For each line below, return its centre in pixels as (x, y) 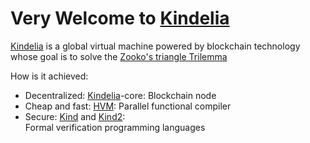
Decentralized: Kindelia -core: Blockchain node (120, 95)
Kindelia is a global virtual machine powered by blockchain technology (155, 46)
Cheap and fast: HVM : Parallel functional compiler (128, 106)
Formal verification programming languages (115, 127)
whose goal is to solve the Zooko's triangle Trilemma (119, 56)
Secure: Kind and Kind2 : (75, 116)
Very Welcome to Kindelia (120, 18)
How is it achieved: (49, 76)
